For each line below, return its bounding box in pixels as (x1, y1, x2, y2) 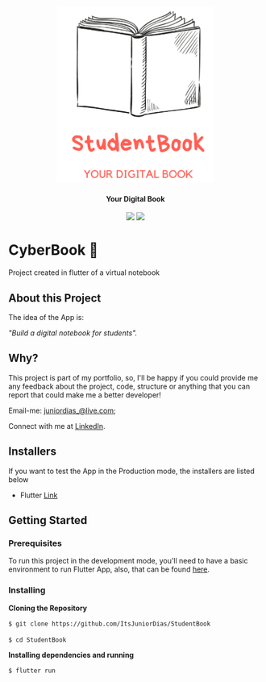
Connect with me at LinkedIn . (8, 421, 106, 430)
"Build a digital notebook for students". (8, 328, 138, 338)
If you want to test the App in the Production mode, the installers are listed (8, 466, 256, 476)
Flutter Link (19, 490, 58, 500)
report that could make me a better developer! (8, 389, 161, 400)
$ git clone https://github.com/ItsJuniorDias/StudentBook (8, 619, 211, 628)
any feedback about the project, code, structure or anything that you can (8, 381, 251, 391)
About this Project (8, 291, 102, 305)
